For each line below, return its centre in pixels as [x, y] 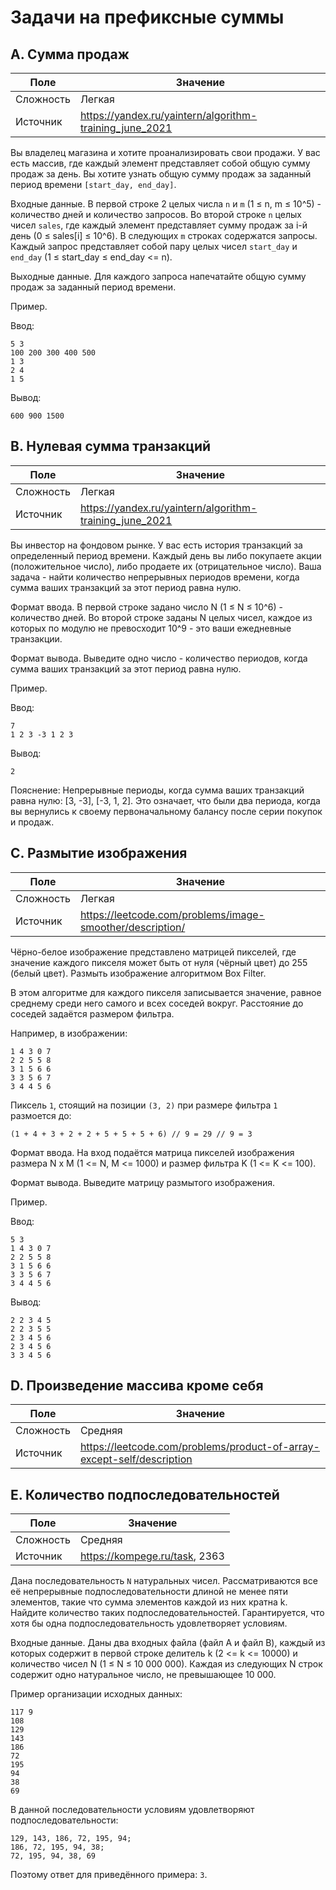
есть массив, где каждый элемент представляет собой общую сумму [160, 163]
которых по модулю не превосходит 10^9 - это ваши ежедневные [151, 628]
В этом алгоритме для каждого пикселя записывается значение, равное [166, 992]
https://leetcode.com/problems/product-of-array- [199, 1447]
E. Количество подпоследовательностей [145, 1494]
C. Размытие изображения [99, 853]
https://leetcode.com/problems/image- [172, 914]
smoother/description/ [132, 927]
